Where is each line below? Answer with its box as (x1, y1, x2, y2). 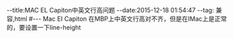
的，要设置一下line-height (6, 23, 82, 31)
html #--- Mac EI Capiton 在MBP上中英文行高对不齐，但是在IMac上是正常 (14, 15, 228, 23)
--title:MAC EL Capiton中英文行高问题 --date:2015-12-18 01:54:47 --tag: (6, 6, 214, 14)
